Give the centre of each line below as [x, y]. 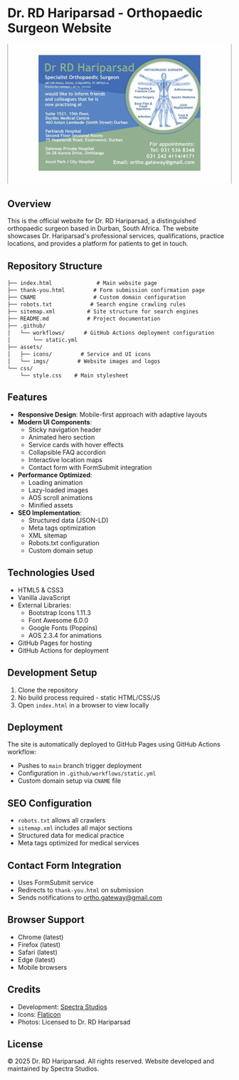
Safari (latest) [38, 952]
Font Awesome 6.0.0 [58, 620]
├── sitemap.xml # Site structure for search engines [103, 312]
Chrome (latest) [41, 937]
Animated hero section [62, 437]
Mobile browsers [42, 967]
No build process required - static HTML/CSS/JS [89, 697]
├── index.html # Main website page [83, 283]
